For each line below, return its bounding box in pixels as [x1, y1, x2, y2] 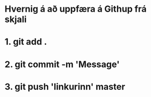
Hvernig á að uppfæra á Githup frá [4, 3, 147, 15]
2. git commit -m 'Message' [4, 59, 120, 70]
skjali [4, 14, 27, 25]
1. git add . [4, 36, 47, 48]
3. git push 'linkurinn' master [4, 81, 125, 92]
